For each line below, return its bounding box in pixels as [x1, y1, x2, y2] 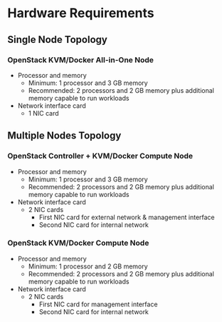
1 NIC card [28, 109, 59, 117]
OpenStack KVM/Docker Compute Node [7, 238, 149, 248]
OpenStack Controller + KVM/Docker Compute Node [7, 151, 194, 161]
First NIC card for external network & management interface [38, 213, 215, 221]
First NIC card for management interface [38, 300, 158, 308]
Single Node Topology [7, 34, 108, 46]
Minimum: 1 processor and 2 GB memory [28, 262, 148, 271]
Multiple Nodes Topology [7, 130, 122, 142]
